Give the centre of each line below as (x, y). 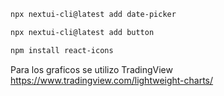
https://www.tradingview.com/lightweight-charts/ (112, 80)
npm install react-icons (62, 50)
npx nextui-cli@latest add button (82, 32)
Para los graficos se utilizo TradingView (91, 69)
